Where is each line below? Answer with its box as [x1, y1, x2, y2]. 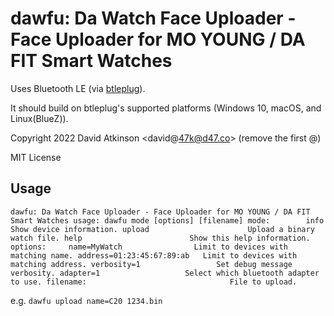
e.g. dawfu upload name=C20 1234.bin [10, 294, 163, 306]
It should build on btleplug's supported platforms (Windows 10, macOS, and [10, 102, 322, 114]
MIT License [10, 151, 62, 163]
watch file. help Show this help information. [10, 233, 311, 243]
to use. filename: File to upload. [10, 277, 298, 287]
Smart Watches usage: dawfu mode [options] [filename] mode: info [10, 215, 325, 226]
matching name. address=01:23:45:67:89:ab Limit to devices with [10, 250, 298, 261]
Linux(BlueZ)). [10, 112, 69, 124]
